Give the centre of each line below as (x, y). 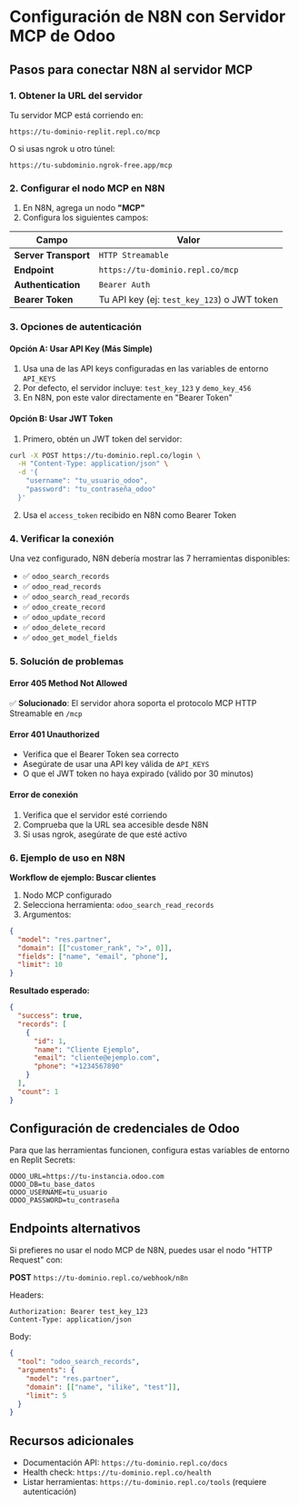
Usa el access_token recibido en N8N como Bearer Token (130, 514)
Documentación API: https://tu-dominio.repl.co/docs (125, 1463)
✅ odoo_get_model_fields (70, 637)
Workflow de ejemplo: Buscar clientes (83, 877)
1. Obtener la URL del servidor (76, 95)
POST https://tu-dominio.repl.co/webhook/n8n (99, 1278)
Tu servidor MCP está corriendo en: (76, 115)
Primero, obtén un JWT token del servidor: (102, 439)
